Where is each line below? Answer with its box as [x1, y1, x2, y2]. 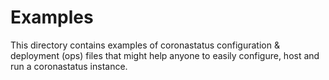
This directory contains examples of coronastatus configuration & [10, 39, 280, 51]
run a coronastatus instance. [10, 60, 128, 72]
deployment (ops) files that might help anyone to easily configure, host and [10, 49, 320, 61]
